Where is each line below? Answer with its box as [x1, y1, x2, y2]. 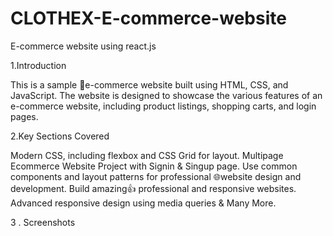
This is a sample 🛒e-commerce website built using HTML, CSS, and [10, 78, 289, 91]
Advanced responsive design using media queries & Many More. [10, 197, 277, 209]
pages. [10, 110, 39, 122]
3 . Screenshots [10, 216, 76, 228]
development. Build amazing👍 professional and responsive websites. [10, 182, 297, 194]
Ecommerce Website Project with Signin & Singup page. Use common [10, 160, 298, 172]
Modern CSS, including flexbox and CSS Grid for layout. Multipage [10, 149, 284, 161]
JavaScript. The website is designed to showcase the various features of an [10, 89, 323, 101]
